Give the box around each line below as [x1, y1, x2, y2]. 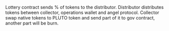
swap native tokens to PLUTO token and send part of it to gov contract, [5, 15, 155, 20]
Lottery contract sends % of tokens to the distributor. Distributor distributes [5, 4, 164, 10]
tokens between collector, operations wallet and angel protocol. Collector [5, 9, 159, 15]
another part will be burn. [5, 20, 59, 26]
